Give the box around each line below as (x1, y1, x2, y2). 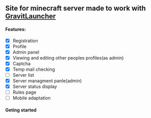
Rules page (12, 89, 37, 96)
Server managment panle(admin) (12, 78, 82, 84)
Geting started (5, 107, 37, 113)
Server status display (12, 83, 57, 90)
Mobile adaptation (12, 95, 51, 101)
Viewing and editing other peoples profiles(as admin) (12, 54, 124, 61)
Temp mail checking (12, 66, 55, 72)
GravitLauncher (5, 12, 56, 21)
